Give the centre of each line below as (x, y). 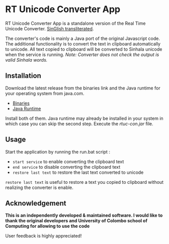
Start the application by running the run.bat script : (58, 152)
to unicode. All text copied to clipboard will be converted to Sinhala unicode (84, 49)
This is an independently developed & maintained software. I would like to (84, 215)
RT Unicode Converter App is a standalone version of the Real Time (75, 23)
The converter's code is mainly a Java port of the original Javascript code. (83, 38)
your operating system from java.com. (45, 93)
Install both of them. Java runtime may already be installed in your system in (84, 118)
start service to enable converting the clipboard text (68, 161)
